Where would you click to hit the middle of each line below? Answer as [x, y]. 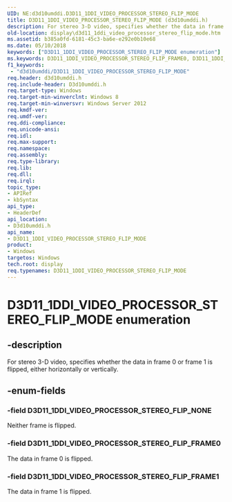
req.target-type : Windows [44, 91]
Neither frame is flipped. [42, 425]
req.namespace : [29, 149]
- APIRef [20, 194]
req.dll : [20, 174]
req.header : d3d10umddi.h [44, 78]
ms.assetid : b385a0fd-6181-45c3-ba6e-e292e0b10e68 [81, 39]
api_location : [28, 219]
